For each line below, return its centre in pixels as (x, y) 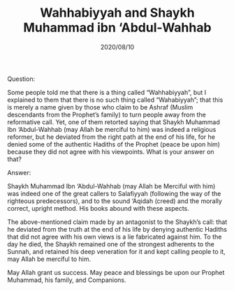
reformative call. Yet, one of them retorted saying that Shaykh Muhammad (114, 122)
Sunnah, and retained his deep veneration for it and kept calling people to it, (116, 251)
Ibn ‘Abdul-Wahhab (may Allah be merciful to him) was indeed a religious (112, 129)
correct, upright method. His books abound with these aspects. (98, 208)
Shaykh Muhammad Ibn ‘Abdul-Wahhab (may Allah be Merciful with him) (111, 186)
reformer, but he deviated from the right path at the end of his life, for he (111, 137)
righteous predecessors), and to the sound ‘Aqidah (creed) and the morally (115, 201)
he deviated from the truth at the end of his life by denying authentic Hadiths (117, 229)
